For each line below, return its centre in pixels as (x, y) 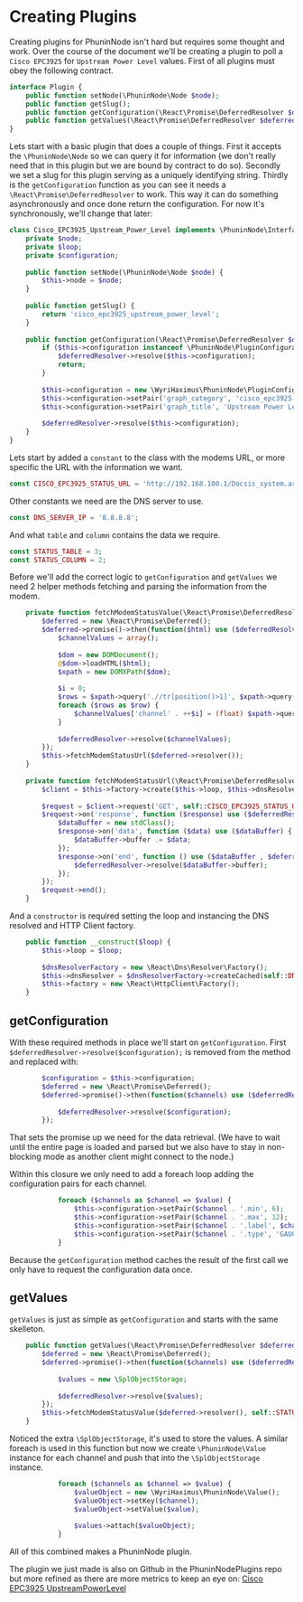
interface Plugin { (46, 87)
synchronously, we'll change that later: (81, 213)
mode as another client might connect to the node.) (139, 1157)
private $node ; (54, 239)
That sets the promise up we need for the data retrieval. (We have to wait (145, 1137)
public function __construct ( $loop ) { (98, 942)
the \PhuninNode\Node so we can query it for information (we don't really (143, 156)
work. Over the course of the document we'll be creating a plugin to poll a (146, 51)
